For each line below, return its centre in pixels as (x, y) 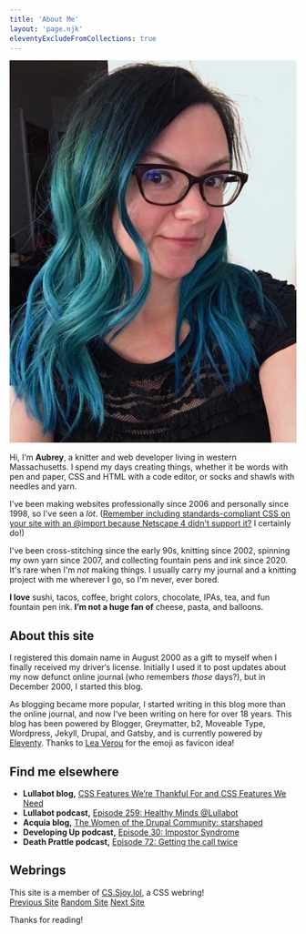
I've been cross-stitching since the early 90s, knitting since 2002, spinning (150, 551)
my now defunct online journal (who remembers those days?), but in (138, 677)
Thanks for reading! (46, 919)
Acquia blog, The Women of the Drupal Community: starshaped (143, 822)
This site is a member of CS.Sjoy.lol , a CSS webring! (107, 892)
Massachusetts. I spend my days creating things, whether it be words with (149, 467)
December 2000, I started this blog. (76, 686)
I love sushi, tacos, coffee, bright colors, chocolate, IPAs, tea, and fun (140, 597)
